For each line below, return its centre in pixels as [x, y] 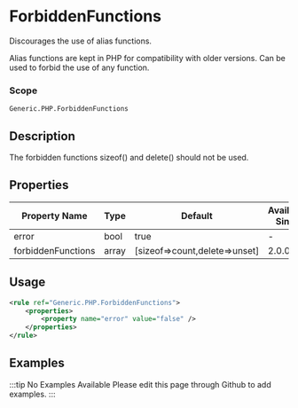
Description [42, 136]
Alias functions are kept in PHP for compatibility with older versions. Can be [147, 58]
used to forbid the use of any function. [79, 67]
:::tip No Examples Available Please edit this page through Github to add [141, 384]
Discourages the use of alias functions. [81, 41]
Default [196, 216]
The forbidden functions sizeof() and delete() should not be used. [129, 158]
